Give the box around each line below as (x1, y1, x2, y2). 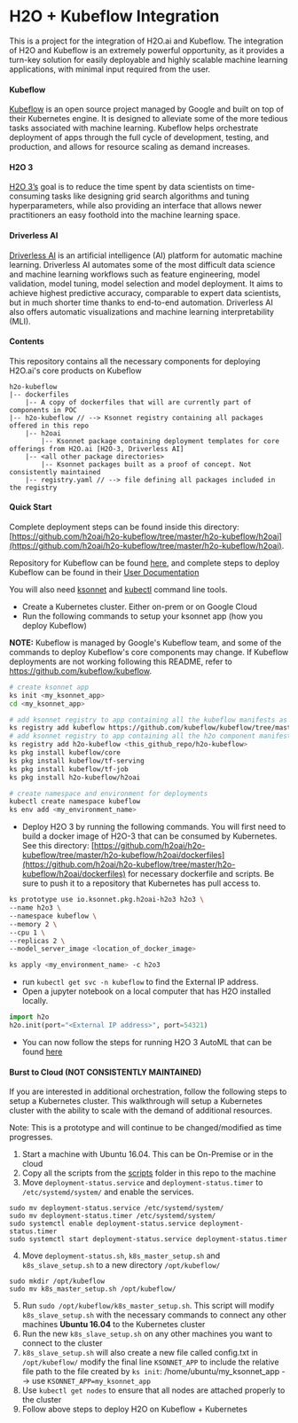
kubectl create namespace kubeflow (9, 797, 141, 806)
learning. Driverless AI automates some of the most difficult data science (9, 259, 276, 270)
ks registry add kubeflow (9, 723, 105, 732)
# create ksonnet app (9, 683, 90, 692)
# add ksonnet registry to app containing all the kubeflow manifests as (9, 715, 288, 724)
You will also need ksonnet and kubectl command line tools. (9, 583, 228, 595)
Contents (9, 336, 44, 347)
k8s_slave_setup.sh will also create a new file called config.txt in (21, 1348, 259, 1358)
